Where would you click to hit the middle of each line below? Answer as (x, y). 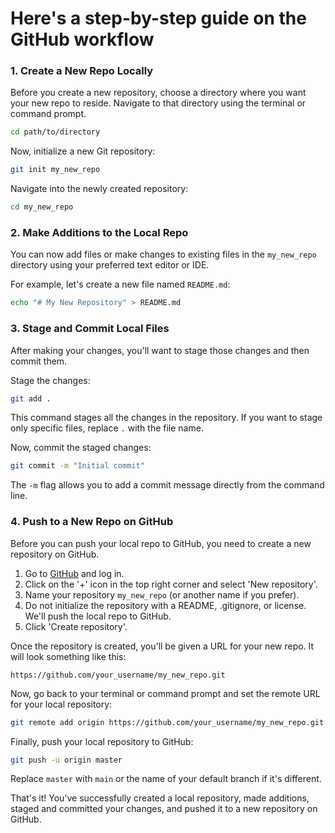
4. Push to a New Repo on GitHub (92, 522)
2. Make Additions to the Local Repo (99, 233)
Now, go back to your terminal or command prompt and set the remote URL (165, 693)
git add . (31, 398)
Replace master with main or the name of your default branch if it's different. (166, 779)
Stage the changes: (50, 380)
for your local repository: (61, 704)
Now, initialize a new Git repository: (83, 151)
